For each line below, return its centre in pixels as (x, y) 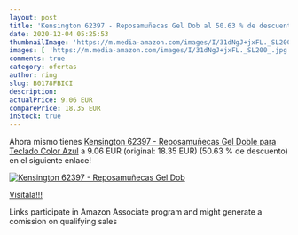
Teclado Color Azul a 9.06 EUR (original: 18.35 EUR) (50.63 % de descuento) (149, 151)
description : (33, 91)
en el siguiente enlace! (50, 161)
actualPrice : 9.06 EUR (51, 100)
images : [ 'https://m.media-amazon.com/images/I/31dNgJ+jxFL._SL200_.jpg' (150, 51)
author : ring (33, 75)
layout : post (33, 17)
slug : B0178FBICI (41, 83)
